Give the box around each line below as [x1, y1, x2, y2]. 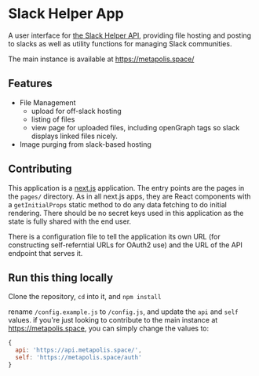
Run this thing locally [8, 271, 114, 284]
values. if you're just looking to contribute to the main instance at [8, 316, 218, 325]
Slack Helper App [8, 5, 124, 23]
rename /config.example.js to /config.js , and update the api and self [8, 307, 239, 316]
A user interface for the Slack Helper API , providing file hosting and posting [8, 31, 252, 40]
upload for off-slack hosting [31, 106, 122, 115]
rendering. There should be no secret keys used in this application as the [8, 208, 244, 217]
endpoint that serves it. [8, 248, 83, 257]
